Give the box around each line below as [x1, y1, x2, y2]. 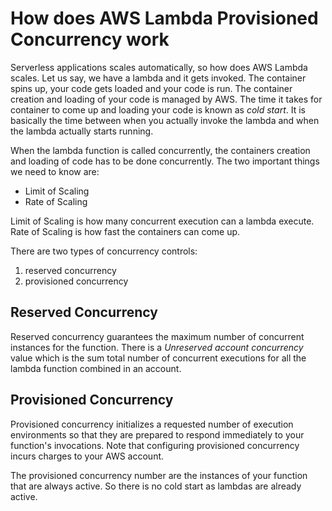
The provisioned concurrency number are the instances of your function [10, 469, 308, 481]
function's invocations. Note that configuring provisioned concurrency [10, 439, 300, 451]
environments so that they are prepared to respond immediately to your [10, 428, 305, 441]
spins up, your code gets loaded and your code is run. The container [10, 82, 293, 94]
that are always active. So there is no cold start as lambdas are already [10, 480, 302, 492]
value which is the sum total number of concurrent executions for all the [10, 352, 307, 364]
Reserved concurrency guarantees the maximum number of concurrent [10, 330, 305, 342]
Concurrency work [10, 28, 170, 51]
